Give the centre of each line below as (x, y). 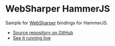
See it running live (32, 38)
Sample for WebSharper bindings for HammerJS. (57, 23)
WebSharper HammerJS (58, 9)
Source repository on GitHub (43, 32)
